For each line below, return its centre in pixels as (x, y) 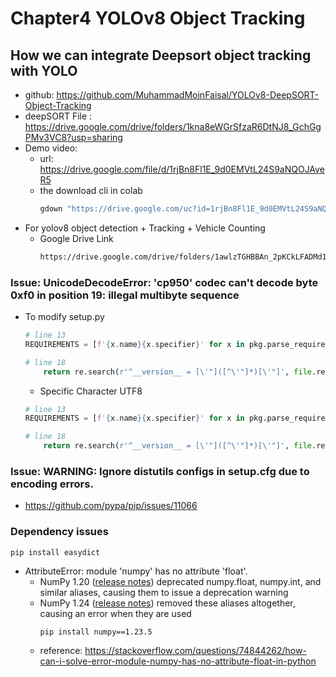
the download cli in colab (91, 190)
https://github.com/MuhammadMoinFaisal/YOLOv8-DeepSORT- (188, 95)
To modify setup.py (64, 317)
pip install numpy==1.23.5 (96, 632)
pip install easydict (55, 552)
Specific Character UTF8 (91, 391)
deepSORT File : (58, 116)
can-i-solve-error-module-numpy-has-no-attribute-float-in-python (178, 661)
